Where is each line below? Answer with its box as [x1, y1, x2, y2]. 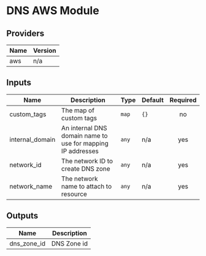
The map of [61, 106, 95, 114]
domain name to [61, 131, 109, 140]
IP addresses [61, 147, 99, 155]
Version [32, 47, 56, 55]
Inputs [6, 77, 32, 88]
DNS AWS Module [6, 4, 99, 18]
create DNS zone [61, 164, 110, 173]
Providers [6, 28, 45, 39]
